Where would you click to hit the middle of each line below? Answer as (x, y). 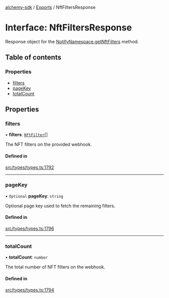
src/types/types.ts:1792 (30, 167)
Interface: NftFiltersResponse (69, 28)
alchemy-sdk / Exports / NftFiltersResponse (50, 7)
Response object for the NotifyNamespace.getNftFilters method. (72, 41)
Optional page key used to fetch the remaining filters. (60, 206)
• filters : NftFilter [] (26, 135)
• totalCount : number (26, 257)
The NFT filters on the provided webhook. (49, 144)
